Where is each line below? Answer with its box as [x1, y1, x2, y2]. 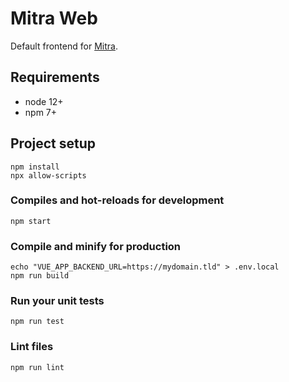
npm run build [10, 271, 70, 281]
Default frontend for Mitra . [10, 40, 118, 52]
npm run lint [10, 362, 65, 372]
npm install [10, 162, 60, 172]
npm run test [10, 317, 65, 327]
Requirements [10, 69, 100, 86]
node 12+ [24, 95, 64, 107]
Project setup [10, 135, 97, 152]
